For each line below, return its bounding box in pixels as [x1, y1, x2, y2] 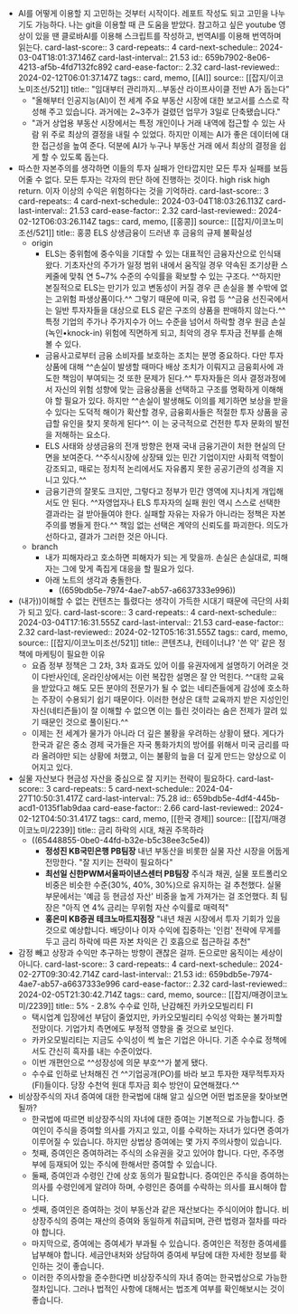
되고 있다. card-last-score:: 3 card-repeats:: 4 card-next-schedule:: [27, 607, 277, 617]
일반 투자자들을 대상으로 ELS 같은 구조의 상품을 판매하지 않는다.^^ [54, 305, 286, 315]
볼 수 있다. [44, 338, 81, 349]
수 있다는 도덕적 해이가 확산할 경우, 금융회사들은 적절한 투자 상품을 [44, 406, 279, 417]
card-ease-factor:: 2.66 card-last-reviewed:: [93, 803, 259, 813]
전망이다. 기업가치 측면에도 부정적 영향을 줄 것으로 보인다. [31, 1024, 235, 1033]
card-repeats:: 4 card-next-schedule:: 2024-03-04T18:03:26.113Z [17, 195, 264, 206]
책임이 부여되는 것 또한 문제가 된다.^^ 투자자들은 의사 [61, 373, 248, 383]
